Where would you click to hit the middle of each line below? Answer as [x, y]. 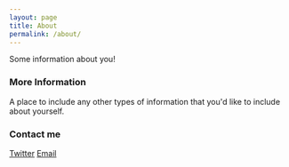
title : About [33, 26]
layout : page [33, 17]
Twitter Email [33, 153]
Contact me [35, 134]
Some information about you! [62, 60]
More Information [48, 83]
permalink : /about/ [45, 34]
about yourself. [37, 111]
